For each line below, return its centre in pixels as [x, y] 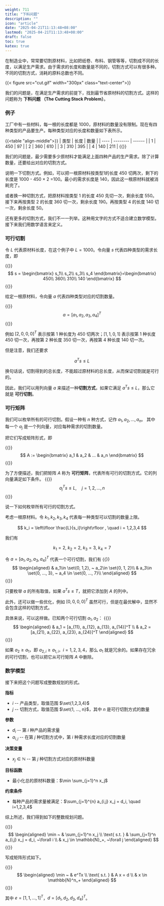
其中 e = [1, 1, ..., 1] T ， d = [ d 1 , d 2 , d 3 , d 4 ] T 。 [48, 898]
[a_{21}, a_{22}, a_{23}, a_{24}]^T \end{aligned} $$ [82, 632]
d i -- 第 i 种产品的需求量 [36, 731]
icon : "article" [21, 23]
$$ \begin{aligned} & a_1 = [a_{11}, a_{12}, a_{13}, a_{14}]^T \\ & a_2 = [82, 627]
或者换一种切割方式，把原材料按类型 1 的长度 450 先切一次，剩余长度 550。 [81, 195]
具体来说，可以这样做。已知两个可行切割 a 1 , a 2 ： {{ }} [58, 619]
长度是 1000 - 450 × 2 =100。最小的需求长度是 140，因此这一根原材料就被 [80, 179]
